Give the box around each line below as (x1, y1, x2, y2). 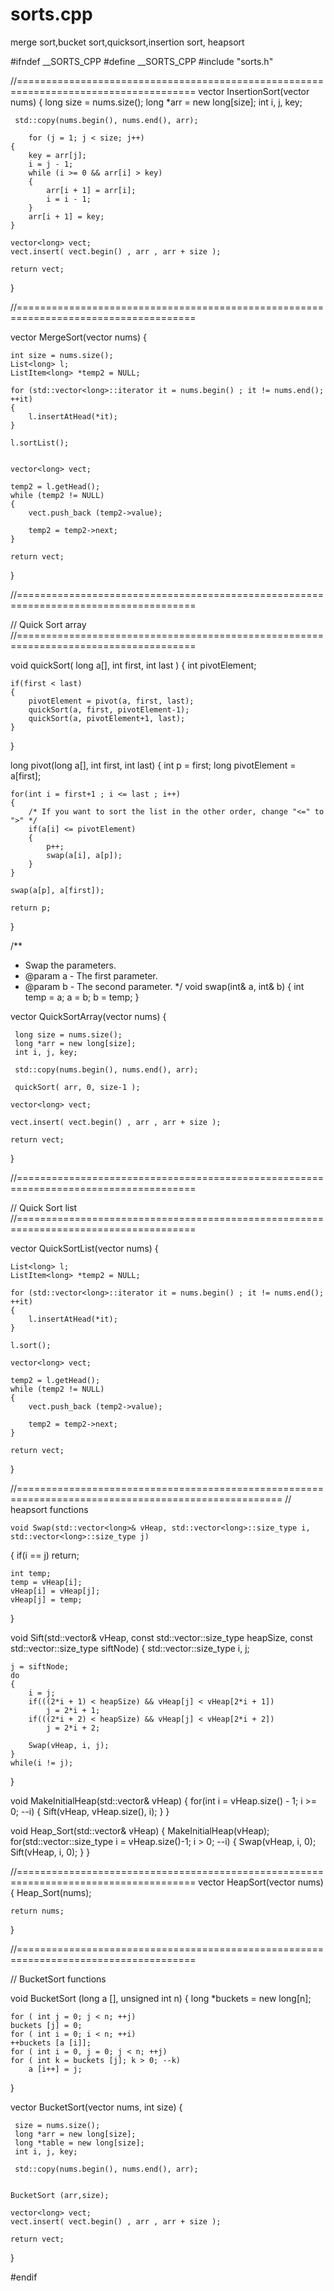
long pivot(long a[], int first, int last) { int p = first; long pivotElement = (10, 759, 297, 771)
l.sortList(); (10, 438, 70, 448)
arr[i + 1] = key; (28, 211, 105, 222)
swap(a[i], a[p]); (46, 850, 123, 860)
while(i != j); (10, 1758, 74, 1768)
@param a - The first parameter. (24, 969, 158, 982)
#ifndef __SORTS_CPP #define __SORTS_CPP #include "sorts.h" (10, 55, 274, 67)
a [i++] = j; (28, 2064, 83, 2074)
